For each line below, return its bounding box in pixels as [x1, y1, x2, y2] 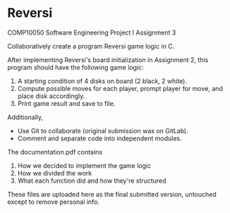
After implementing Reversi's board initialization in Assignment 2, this [7, 55, 209, 64]
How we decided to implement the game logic [17, 161, 152, 170]
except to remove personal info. [7, 197, 100, 206]
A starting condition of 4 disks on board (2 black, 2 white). [17, 76, 187, 85]
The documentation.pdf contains [7, 147, 103, 156]
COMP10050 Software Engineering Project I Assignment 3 [7, 28, 176, 37]
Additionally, [7, 113, 44, 121]
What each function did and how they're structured [17, 176, 167, 185]
